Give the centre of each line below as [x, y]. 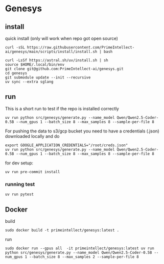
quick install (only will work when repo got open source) [62, 38]
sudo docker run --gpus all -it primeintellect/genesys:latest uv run [80, 248]
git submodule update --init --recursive [48, 78]
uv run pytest [20, 194]
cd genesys [16, 73]
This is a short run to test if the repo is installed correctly [62, 108]
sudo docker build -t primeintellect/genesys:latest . [62, 230]
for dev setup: [19, 163]
